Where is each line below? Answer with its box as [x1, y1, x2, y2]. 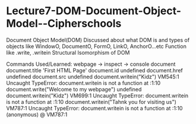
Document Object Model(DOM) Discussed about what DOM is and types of [6, 36, 190, 43]
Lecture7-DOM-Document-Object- [6, 4, 182, 18]
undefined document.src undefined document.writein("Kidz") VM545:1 [6, 73, 179, 80]
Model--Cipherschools [6, 17, 122, 30]
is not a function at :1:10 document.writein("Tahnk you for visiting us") [6, 98, 177, 105]
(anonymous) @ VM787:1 [6, 111, 68, 118]
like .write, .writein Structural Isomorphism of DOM [6, 49, 130, 56]
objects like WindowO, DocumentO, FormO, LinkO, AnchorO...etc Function [6, 43, 187, 50]
